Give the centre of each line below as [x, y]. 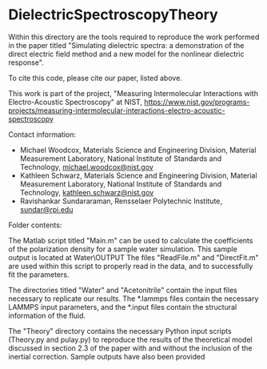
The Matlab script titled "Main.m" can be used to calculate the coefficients [131, 240]
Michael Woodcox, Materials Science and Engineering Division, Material [138, 150]
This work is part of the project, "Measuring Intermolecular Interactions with [133, 93]
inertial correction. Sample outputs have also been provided [107, 356]
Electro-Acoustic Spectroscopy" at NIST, [75, 102]
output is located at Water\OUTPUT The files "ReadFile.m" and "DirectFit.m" [133, 257]
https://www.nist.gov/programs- [197, 102]
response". [26, 62]
